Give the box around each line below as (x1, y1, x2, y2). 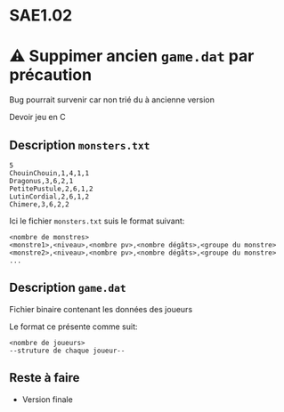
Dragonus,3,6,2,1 (9, 176, 74, 185)
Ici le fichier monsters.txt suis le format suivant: (9, 215, 185, 226)
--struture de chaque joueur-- (9, 346, 126, 355)
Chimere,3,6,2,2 (9, 199, 69, 209)
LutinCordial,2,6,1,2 (9, 192, 90, 201)
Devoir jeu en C (9, 112, 66, 123)
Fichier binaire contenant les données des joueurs (9, 303, 193, 314)
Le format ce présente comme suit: (9, 321, 138, 332)
